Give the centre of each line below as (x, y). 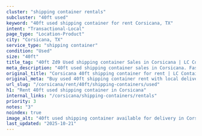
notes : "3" (20, 107)
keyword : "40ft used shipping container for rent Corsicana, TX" (90, 23)
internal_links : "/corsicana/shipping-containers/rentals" (82, 96)
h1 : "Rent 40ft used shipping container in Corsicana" (76, 90)
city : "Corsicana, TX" (35, 40)
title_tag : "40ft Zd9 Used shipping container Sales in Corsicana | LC (98, 62)
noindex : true (24, 113)
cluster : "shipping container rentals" (56, 12)
